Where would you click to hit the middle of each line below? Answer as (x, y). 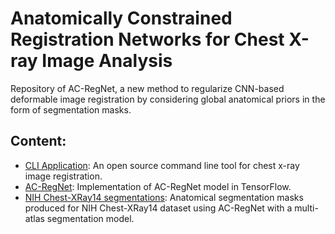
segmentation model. (90, 218)
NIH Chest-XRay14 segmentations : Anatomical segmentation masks (164, 197)
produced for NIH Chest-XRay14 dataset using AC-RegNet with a (158, 208)
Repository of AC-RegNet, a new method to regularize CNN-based (147, 88)
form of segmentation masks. (71, 109)
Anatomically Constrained (121, 18)
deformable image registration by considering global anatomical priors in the (168, 99)
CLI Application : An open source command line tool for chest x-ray (162, 165)
